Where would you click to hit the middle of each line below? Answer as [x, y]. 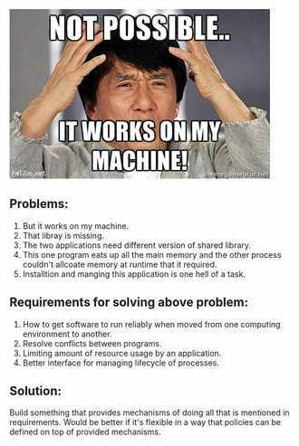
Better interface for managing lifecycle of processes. [121, 363]
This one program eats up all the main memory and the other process [152, 254]
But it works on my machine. [76, 225]
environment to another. [67, 334]
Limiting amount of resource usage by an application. [122, 353]
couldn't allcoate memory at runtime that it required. [120, 264]
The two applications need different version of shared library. [137, 245]
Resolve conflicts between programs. [92, 343]
